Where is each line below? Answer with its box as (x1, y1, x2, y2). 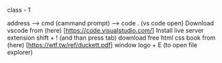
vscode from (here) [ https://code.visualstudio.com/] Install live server (7, 27, 204, 34)
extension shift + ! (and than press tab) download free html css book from (7, 34, 216, 42)
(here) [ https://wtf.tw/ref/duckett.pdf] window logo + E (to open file (7, 41, 198, 49)
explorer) (7, 48, 33, 56)
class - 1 (7, 6, 31, 14)
